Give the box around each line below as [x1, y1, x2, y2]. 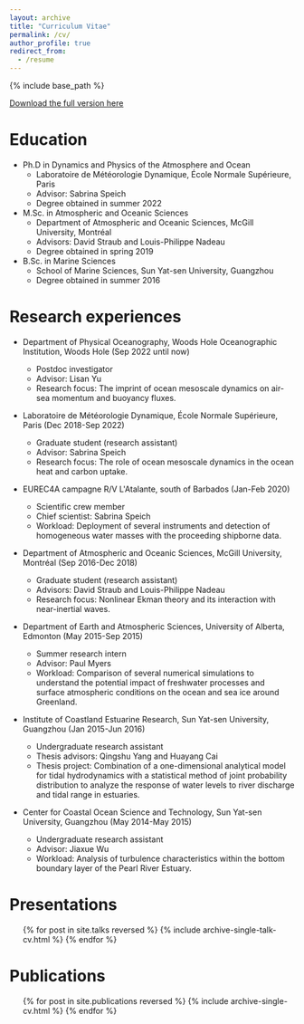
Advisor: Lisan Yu [35, 373, 102, 384]
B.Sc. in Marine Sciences [22, 255, 116, 266]
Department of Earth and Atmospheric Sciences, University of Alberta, [22, 621, 285, 632]
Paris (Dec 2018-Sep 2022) [22, 419, 125, 430]
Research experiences [9, 307, 182, 327]
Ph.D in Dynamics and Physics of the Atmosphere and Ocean [22, 159, 251, 170]
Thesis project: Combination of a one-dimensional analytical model [35, 760, 287, 770]
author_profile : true [9, 38, 91, 48]
